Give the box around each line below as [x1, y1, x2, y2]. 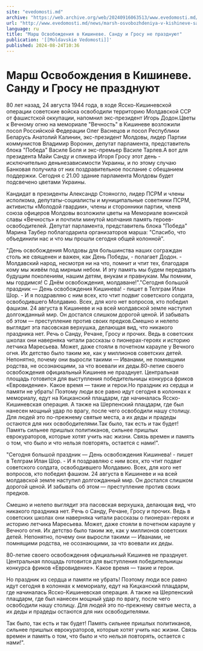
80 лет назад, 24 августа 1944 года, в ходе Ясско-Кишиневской [6, 101, 172, 109]
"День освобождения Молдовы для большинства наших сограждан [6, 246, 182, 254]
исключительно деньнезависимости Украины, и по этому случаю [6, 159, 176, 166]
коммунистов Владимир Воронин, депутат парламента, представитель [6, 139, 190, 147]
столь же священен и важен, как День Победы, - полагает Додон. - [6, 253, 182, 260]
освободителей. [6, 222, 48, 229]
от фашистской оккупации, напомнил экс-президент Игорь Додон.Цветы [6, 114, 196, 121]
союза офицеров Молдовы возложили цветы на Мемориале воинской [6, 209, 188, 216]
